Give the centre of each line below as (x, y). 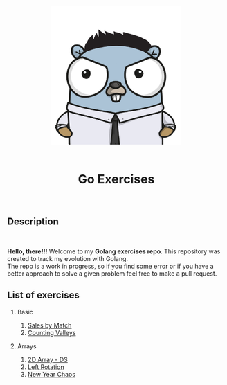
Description (33, 221)
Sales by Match (49, 325)
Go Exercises (116, 179)
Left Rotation (46, 367)
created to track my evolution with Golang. (68, 259)
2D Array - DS (47, 359)
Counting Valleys (52, 332)
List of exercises (43, 295)
